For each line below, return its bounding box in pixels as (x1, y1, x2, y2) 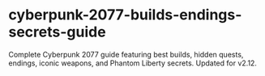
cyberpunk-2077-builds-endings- (8, 6, 242, 24)
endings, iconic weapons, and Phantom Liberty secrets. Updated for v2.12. (8, 58, 258, 68)
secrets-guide (8, 23, 107, 41)
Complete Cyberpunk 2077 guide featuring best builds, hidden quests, (8, 49, 244, 59)
